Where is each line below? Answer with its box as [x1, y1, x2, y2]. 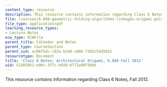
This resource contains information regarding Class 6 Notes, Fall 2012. [5, 77, 149, 83]
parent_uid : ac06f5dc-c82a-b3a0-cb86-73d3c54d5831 [5, 49, 112, 54]
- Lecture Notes [5, 30, 39, 35]
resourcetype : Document [5, 53, 55, 59]
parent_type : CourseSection [5, 44, 64, 49]
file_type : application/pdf [5, 21, 64, 26]
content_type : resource [5, 7, 55, 12]
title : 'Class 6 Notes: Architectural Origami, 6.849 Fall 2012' [5, 58, 143, 63]
